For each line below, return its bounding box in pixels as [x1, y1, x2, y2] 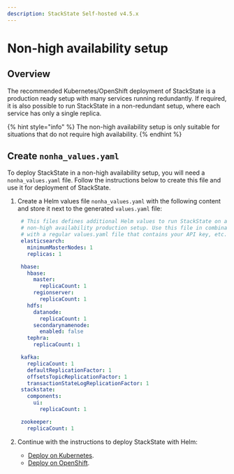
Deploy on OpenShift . [27, 459, 90, 467]
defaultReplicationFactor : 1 [27, 366, 112, 374]
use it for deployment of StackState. [7, 183, 111, 192]
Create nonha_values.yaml [7, 150, 120, 162]
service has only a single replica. [7, 109, 102, 117]
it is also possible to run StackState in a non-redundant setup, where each [7, 101, 221, 110]
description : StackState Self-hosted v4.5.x [7, 10, 139, 17]
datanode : [33, 308, 62, 315]
